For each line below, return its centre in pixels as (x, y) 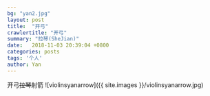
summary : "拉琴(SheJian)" (43, 39)
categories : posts (33, 52)
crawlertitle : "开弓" (37, 33)
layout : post (26, 20)
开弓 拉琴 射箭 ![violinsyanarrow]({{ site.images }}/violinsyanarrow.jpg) (105, 85)
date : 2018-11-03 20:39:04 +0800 (58, 45)
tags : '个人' (25, 58)
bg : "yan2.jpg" (29, 13)
